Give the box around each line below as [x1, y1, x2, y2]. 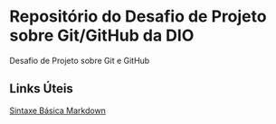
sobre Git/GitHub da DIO [9, 25, 195, 46]
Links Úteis [9, 81, 74, 96]
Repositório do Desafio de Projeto [9, 6, 267, 27]
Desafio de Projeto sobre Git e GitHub [9, 55, 150, 66]
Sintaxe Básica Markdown [9, 105, 107, 116]
